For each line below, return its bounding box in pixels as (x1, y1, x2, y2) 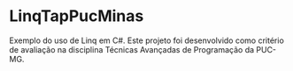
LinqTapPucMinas (9, 6, 144, 26)
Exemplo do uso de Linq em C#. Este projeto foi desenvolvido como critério (9, 35, 285, 46)
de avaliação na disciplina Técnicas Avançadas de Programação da (9, 44, 255, 54)
